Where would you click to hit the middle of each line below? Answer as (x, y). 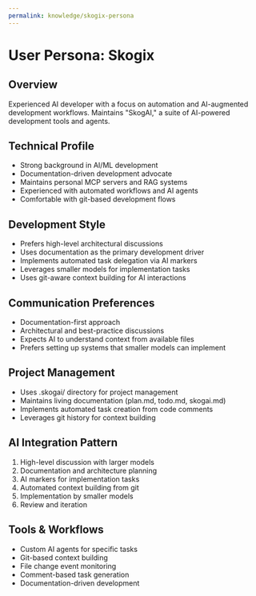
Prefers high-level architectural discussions (92, 244)
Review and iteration (54, 504)
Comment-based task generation (74, 574)
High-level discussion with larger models (87, 462)
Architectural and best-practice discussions (92, 331)
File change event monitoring (68, 566)
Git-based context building (64, 558)
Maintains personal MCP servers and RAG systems (104, 182)
